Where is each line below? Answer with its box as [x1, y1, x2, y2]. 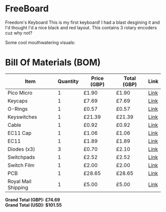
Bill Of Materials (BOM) [5, 57, 101, 68]
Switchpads [7, 154, 36, 160]
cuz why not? [5, 30, 33, 36]
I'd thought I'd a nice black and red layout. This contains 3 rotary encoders [5, 24, 157, 30]
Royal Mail [7, 178, 32, 185]
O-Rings [7, 105, 28, 112]
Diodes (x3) [7, 146, 36, 153]
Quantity [57, 78, 79, 85]
